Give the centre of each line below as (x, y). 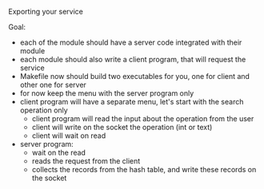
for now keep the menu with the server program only (107, 93)
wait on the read (59, 152)
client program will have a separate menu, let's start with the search (132, 102)
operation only (44, 110)
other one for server (53, 85)
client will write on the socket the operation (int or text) (122, 127)
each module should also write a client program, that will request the (133, 59)
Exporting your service (46, 12)
